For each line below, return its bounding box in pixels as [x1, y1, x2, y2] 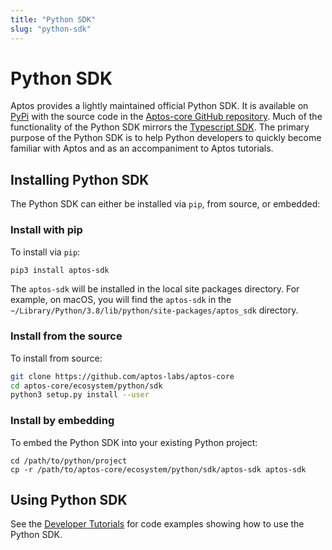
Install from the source [10, 329, 123, 343]
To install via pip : [10, 246, 81, 258]
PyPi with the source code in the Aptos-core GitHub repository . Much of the [10, 111, 323, 123]
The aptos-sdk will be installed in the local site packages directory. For [10, 283, 300, 295]
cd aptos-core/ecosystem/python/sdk [10, 381, 163, 391]
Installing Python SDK [10, 171, 150, 188]
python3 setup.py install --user [10, 390, 150, 400]
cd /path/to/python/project [10, 456, 128, 466]
